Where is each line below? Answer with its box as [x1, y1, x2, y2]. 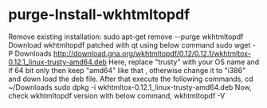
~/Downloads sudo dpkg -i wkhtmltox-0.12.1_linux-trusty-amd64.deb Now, [8, 82, 252, 92]
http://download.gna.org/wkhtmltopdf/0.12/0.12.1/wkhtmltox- [53, 48, 251, 58]
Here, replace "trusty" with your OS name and [108, 57, 260, 67]
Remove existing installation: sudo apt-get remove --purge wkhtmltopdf [8, 32, 244, 41]
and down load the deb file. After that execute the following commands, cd [8, 74, 253, 83]
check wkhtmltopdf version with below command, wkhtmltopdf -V [8, 91, 226, 100]
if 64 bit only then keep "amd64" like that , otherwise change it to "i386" [8, 65, 246, 75]
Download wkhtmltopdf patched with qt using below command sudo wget [8, 40, 251, 49]
